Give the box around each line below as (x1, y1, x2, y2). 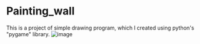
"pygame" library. (6, 30, 50, 37)
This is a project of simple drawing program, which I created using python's (6, 24, 195, 31)
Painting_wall (6, 4, 75, 18)
